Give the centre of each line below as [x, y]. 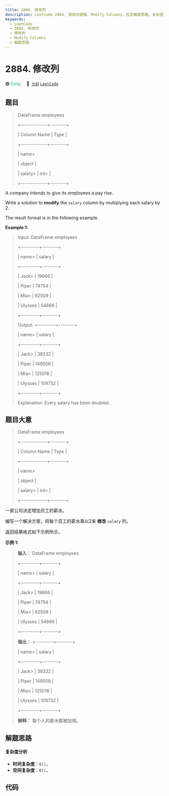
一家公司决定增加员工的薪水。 [36, 511]
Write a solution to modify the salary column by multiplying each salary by [83, 203]
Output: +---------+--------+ [48, 325]
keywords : [16, 19]
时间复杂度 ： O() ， [31, 764]
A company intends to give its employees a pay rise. [59, 193]
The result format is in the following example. [52, 218]
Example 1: [17, 227]
